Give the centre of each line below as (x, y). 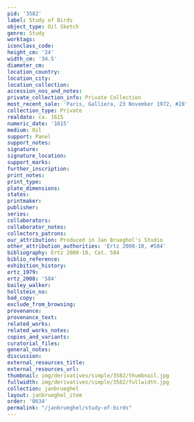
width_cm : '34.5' (32, 59)
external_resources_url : (43, 369)
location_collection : (39, 85)
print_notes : (26, 175)
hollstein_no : (28, 292)
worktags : (22, 40)
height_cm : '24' (31, 53)
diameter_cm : (26, 65)
